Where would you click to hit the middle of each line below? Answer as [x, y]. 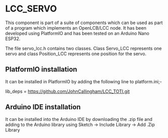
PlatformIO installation [41, 70]
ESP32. [13, 39]
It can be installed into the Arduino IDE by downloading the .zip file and [79, 119]
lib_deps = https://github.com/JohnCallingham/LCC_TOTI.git [68, 91]
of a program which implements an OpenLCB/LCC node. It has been [76, 28]
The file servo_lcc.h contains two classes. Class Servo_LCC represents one [84, 48]
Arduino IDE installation [43, 107]
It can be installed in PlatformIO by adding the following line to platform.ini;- [84, 81]
